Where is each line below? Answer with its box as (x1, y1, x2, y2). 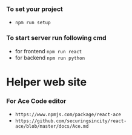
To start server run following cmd (6, 34, 107, 42)
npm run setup (15, 20, 51, 26)
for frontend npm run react (15, 47, 82, 54)
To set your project (6, 5, 64, 13)
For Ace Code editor (6, 96, 67, 105)
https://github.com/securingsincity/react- (15, 118, 127, 124)
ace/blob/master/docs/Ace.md (15, 123, 89, 130)
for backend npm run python (15, 54, 85, 61)
